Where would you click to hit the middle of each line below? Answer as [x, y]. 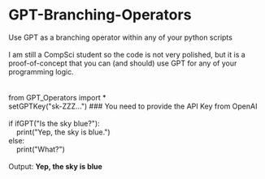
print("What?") [40, 149]
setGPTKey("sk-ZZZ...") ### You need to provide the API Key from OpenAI [133, 106]
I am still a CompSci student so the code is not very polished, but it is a [127, 54]
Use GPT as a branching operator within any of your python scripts [121, 37]
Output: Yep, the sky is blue [56, 166]
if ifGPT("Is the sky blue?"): [54, 123]
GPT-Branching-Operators [100, 15]
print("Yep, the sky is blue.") [63, 132]
